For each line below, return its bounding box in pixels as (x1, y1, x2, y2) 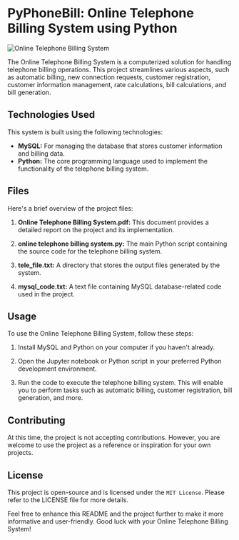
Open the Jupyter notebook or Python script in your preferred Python (17, 357, 222, 366)
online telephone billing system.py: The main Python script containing (17, 239, 228, 248)
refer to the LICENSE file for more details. (7, 496, 128, 504)
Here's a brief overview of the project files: (7, 204, 133, 212)
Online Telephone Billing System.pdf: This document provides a (17, 218, 209, 226)
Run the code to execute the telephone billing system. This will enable (17, 379, 223, 387)
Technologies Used (7, 109, 95, 121)
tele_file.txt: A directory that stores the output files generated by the (17, 261, 220, 269)
